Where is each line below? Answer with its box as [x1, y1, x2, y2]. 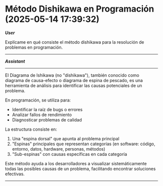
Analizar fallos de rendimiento [12, 112, 72, 118]
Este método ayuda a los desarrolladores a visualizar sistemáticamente [5, 160, 147, 166]
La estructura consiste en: [5, 126, 57, 132]
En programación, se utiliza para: [5, 97, 71, 103]
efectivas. [5, 171, 25, 177]
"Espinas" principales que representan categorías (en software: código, [12, 141, 156, 147]
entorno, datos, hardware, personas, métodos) [12, 146, 106, 152]
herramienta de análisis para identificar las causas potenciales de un [5, 83, 142, 88]
